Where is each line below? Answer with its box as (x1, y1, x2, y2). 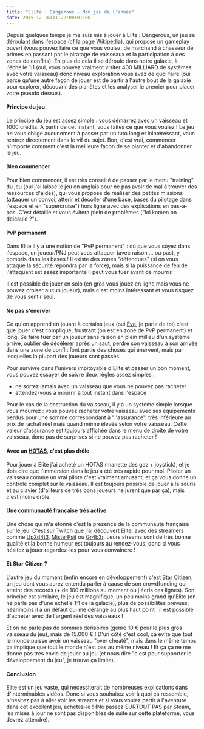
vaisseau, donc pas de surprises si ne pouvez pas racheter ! (6, 433, 157, 440)
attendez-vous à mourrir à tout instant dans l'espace (15, 389, 147, 397)
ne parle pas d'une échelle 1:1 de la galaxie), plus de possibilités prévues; (6, 599, 189, 606)
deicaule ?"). (6, 215, 38, 222)
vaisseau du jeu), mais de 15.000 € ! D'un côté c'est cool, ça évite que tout (6, 630, 193, 638)
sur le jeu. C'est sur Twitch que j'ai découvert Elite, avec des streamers (6, 527, 184, 534)
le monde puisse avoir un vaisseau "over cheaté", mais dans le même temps (6, 637, 197, 644)
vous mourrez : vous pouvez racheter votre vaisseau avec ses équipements (6, 408, 195, 415)
